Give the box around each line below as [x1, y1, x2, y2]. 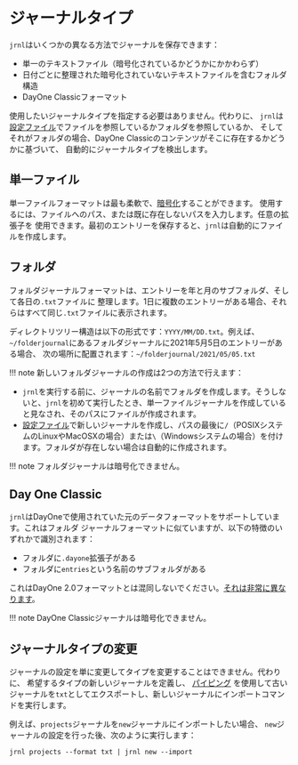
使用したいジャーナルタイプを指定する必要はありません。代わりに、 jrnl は [9, 110, 285, 121]
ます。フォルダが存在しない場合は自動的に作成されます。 [21, 441, 231, 452]
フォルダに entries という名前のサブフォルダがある [21, 564, 206, 575]
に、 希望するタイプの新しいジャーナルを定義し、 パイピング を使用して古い [9, 678, 288, 688]
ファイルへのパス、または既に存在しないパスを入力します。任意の [39, 208, 282, 219]
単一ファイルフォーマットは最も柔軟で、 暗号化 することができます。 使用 [9, 197, 276, 208]
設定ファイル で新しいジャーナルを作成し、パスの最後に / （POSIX [21, 419, 261, 430]
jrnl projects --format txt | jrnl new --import [9, 748, 193, 757]
